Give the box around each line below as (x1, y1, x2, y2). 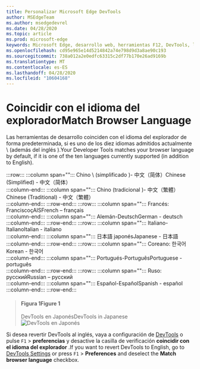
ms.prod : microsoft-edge (6, 36, 68, 42)
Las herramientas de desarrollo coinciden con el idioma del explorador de (6, 134, 187, 141)
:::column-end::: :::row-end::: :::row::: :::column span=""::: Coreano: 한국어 (6, 240, 186, 248)
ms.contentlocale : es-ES (6, 64, 68, 70)
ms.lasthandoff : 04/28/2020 (6, 70, 76, 76)
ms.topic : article (6, 31, 52, 37)
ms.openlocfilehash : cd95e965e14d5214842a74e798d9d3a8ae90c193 (6, 48, 167, 54)
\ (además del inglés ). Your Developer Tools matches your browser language (6, 146, 195, 153)
